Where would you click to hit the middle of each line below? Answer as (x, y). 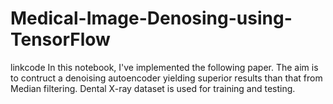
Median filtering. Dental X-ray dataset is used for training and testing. (153, 88)
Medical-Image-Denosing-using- (151, 18)
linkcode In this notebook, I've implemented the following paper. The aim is (164, 67)
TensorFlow (60, 39)
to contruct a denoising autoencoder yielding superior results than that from (166, 78)
